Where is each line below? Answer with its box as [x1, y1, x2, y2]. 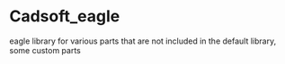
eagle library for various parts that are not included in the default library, [9, 36, 277, 46]
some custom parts [9, 44, 81, 55]
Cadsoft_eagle [9, 6, 120, 27]
